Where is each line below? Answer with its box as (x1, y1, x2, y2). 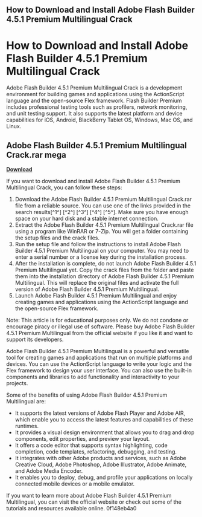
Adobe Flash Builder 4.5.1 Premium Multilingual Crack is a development (6, 84, 183, 91)
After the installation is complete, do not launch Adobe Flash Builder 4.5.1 (14, 260, 197, 267)
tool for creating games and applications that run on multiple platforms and (6, 354, 192, 362)
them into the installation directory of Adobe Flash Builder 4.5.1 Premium (14, 273, 194, 280)
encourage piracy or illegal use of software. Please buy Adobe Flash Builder (6, 323, 195, 330)
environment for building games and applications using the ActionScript (6, 91, 185, 98)
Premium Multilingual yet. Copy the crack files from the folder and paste (14, 266, 194, 274)
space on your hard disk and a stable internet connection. (14, 215, 159, 223)
